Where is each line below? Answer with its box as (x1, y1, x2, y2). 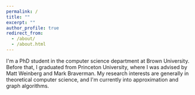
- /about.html (11, 42, 46, 48)
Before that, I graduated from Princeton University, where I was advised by (6, 63, 187, 70)
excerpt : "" (6, 19, 35, 25)
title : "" (6, 14, 31, 20)
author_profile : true (6, 25, 60, 31)
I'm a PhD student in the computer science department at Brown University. (6, 57, 190, 65)
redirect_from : (6, 30, 44, 36)
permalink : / (6, 8, 38, 15)
